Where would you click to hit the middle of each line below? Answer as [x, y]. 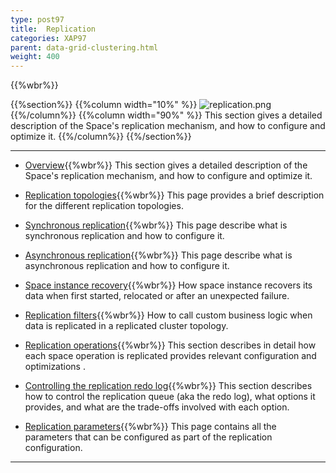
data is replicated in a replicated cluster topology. [126, 326]
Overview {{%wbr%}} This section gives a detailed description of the [166, 165]
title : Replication [53, 29]
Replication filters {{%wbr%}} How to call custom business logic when [168, 315]
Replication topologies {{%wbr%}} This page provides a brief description [174, 195]
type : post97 [37, 19]
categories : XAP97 [48, 38]
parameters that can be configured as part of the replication [148, 437]
